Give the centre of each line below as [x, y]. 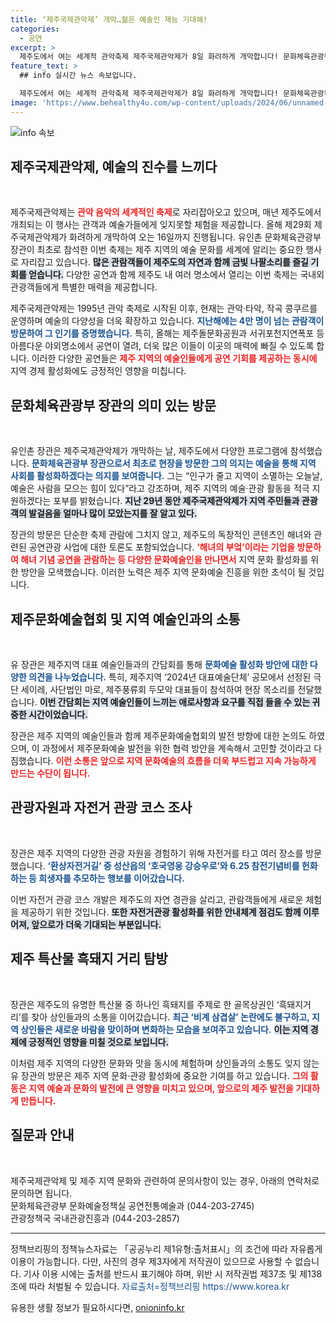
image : [24, 102]
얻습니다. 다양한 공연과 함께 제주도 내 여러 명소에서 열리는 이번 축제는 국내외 [176, 275]
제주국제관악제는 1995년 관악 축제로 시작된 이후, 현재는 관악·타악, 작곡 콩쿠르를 [164, 308]
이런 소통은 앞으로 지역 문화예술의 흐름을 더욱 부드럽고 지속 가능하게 [186, 761]
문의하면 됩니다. [41, 1193]
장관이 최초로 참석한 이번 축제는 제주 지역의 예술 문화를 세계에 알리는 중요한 [157, 250]
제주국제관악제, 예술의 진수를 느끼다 [114, 167]
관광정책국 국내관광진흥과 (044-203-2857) [95, 1218]
